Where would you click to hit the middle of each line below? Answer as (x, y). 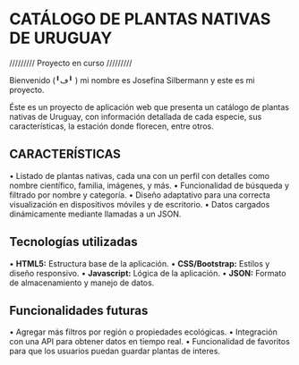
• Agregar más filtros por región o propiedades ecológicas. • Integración (143, 332)
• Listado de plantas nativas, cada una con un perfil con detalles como (140, 175)
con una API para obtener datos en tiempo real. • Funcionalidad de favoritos (150, 342)
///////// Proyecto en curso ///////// (71, 63)
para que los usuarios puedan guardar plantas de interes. (115, 351)
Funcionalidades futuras (79, 310)
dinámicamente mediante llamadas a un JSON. (95, 214)
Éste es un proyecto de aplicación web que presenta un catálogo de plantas (149, 106)
